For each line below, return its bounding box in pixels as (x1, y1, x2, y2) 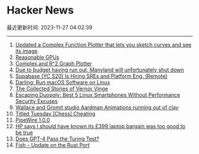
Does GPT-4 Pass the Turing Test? (15, 135, 100, 142)
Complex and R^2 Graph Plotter (15, 60, 92, 67)
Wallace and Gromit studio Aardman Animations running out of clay (15, 104, 179, 111)
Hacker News (6, 4, 74, 17)
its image (15, 47, 38, 54)
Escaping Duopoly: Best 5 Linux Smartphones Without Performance (15, 91, 181, 98)
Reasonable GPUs (15, 54, 60, 61)
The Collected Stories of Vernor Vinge (15, 85, 109, 92)
